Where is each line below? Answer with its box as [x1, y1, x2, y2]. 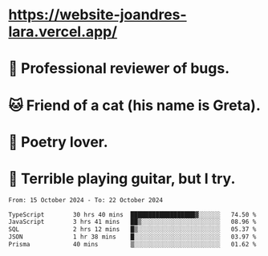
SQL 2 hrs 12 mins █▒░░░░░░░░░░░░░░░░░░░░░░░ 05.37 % [8, 226, 257, 234]
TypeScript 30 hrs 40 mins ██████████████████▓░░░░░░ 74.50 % [8, 210, 257, 218]
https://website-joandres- [8, 6, 187, 24]
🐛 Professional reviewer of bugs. [8, 59, 230, 78]
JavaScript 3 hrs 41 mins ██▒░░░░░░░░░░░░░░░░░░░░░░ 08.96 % [8, 218, 257, 226]
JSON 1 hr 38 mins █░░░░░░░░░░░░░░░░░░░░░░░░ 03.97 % [8, 233, 257, 242]
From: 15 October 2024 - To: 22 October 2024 [8, 196, 163, 204]
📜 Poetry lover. [8, 132, 108, 151]
